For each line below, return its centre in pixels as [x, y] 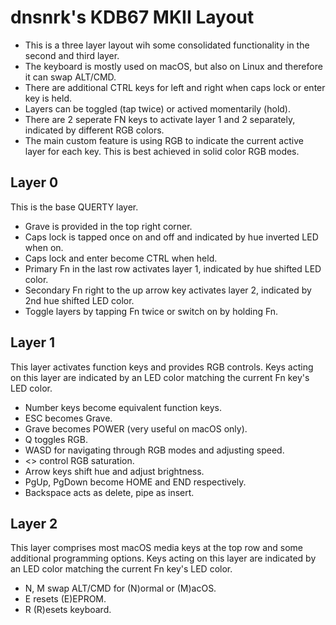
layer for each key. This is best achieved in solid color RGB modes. [162, 151]
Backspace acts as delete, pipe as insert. [109, 492]
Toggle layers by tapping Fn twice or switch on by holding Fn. [151, 311]
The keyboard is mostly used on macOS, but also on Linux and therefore [173, 66]
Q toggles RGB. [56, 439]
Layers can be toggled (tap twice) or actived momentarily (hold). [157, 108]
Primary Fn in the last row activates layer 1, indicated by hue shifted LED [173, 268]
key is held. [48, 98]
